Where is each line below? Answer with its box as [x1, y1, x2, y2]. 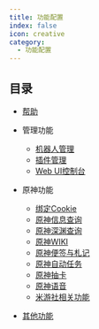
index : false [9, 21, 57, 30]
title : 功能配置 [9, 12, 64, 22]
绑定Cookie [34, 203, 77, 213]
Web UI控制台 [34, 165, 86, 176]
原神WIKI [34, 236, 69, 247]
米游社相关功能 [34, 291, 90, 302]
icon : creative [9, 29, 65, 38]
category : [9, 37, 46, 47]
